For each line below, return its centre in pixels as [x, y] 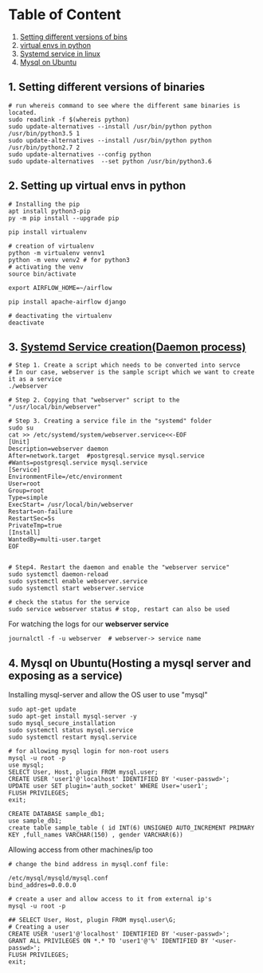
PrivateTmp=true [35, 526]
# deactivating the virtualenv [60, 316]
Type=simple [28, 498]
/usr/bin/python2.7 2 [44, 147]
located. [23, 112]
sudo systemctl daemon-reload [59, 575]
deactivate [26, 323]
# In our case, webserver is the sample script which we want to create [131, 372]
